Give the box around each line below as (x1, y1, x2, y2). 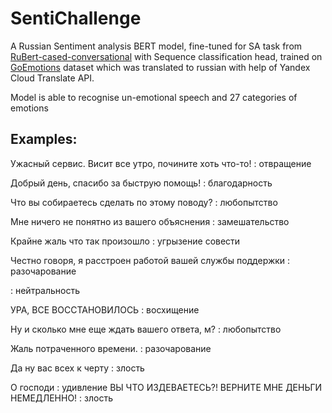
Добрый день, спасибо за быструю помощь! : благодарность (10, 177, 273, 189)
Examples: (10, 131, 78, 148)
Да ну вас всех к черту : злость (10, 362, 145, 374)
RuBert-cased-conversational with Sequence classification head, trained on (10, 50, 323, 62)
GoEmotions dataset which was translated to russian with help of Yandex (10, 61, 311, 73)
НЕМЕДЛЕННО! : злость (10, 392, 113, 404)
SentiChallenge (10, 7, 142, 30)
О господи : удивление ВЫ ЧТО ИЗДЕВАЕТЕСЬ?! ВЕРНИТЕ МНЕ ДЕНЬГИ (10, 381, 323, 393)
